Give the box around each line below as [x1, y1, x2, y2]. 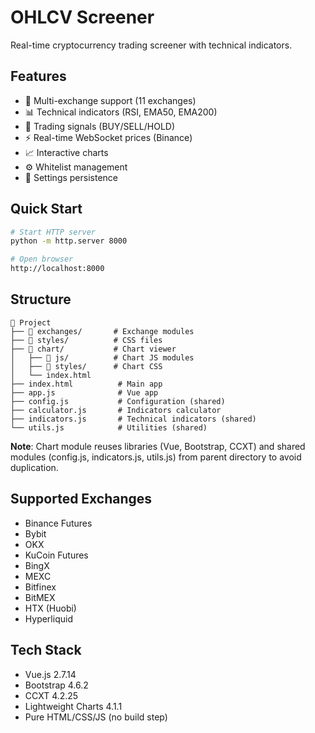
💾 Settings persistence [24, 171, 119, 183]
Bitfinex [24, 581, 57, 593]
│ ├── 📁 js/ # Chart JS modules [10, 352, 195, 363]
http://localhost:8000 [10, 264, 105, 274]
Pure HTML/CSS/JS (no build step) [24, 711, 168, 723]
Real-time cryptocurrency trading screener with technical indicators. [10, 39, 293, 51]
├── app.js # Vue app [10, 387, 159, 398]
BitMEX [24, 591, 56, 603]
